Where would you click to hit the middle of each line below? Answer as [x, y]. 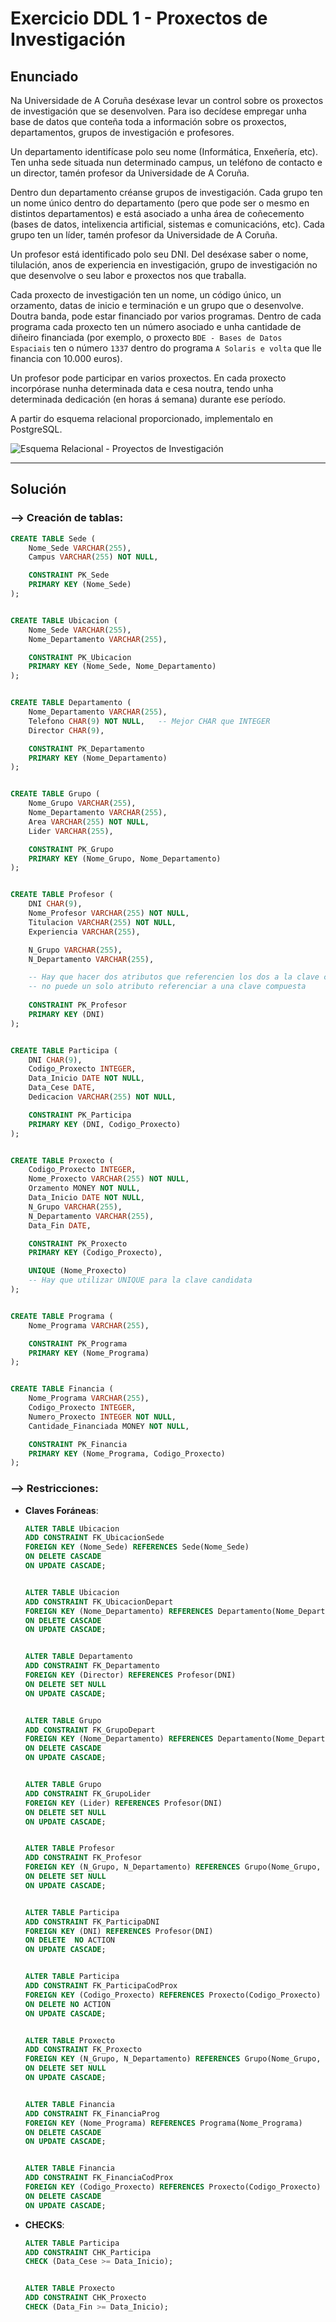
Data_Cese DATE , [62, 1088]
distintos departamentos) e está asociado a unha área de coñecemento [157, 213]
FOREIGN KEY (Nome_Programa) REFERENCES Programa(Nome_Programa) [163, 2123]
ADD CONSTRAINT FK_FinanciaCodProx [99, 2178]
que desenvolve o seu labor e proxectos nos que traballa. [128, 275]
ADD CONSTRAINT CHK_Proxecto [85, 2298]
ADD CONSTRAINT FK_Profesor [83, 1858]
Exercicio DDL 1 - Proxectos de [139, 18]
